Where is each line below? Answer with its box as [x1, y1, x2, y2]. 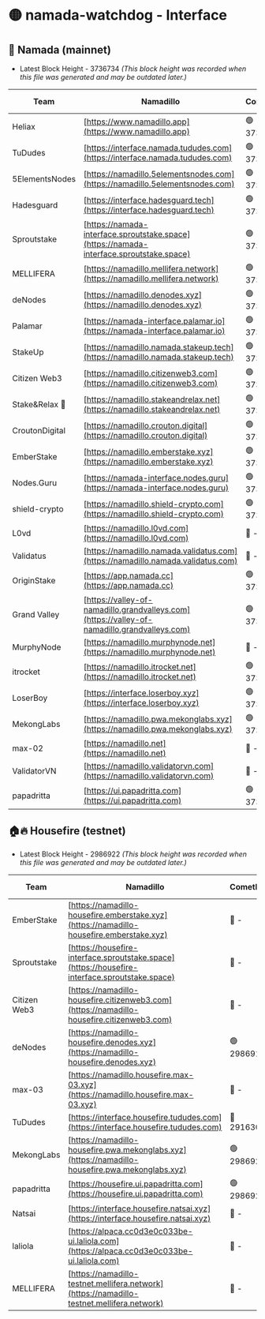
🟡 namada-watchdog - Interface [8, 6, 227, 24]
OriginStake [12, 575, 56, 586]
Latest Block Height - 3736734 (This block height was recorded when [19, 64, 247, 73]
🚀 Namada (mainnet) [8, 43, 112, 56]
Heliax [12, 121, 35, 132]
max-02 [12, 743, 43, 754]
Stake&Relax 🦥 [12, 399, 66, 410]
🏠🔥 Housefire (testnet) [8, 824, 126, 837]
